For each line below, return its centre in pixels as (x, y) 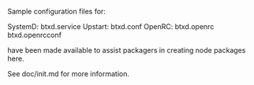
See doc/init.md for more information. (68, 74)
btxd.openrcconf (35, 35)
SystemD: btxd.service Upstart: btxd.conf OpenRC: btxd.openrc (111, 26)
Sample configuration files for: (56, 11)
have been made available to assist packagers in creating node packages (127, 50)
